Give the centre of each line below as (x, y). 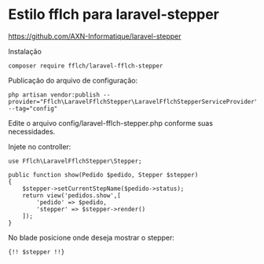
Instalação (25, 51)
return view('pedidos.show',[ (72, 195)
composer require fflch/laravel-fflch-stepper (86, 66)
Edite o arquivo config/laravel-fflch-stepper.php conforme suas (111, 123)
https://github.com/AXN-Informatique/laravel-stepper (95, 36)
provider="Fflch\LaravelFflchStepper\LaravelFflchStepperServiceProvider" (133, 101)
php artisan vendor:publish (54, 95)
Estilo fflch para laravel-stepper (114, 15)
